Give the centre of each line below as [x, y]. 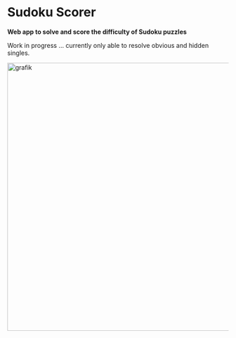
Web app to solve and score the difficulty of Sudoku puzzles [97, 32]
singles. [19, 53]
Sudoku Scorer [52, 12]
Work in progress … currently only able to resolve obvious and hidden [108, 45]
